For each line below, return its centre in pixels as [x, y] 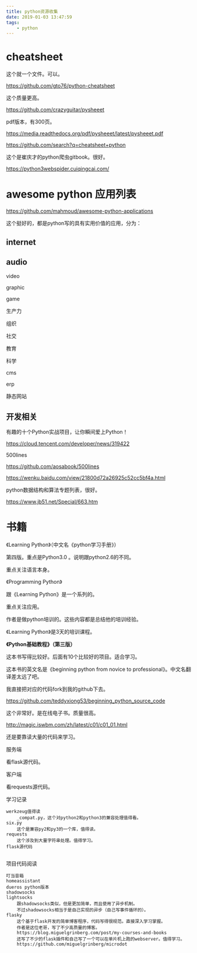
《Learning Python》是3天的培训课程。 [51, 632]
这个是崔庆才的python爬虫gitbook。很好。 [57, 157]
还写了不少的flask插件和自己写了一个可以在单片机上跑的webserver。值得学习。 [101, 939]
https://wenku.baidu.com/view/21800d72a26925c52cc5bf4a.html [86, 478]
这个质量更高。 [24, 98]
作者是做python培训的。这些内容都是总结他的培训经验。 [74, 619]
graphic [15, 287]
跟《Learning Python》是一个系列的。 [52, 594]
